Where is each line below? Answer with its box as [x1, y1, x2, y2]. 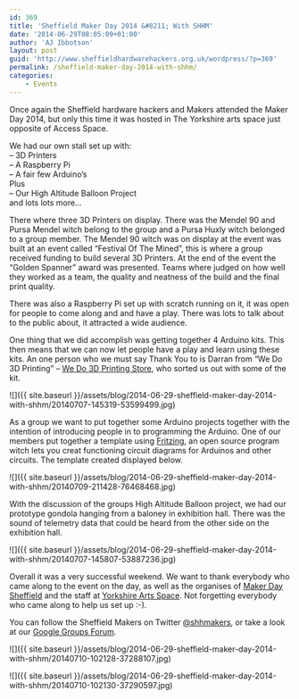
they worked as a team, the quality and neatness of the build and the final [9, 271, 279, 282]
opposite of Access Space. [9, 122, 109, 134]
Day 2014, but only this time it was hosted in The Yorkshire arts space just [9, 113, 281, 124]
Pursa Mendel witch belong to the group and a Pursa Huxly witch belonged [9, 224, 286, 235]
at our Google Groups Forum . [9, 626, 117, 637]
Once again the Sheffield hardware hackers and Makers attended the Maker [9, 104, 288, 114]
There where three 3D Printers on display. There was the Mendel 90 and [9, 214, 276, 225]
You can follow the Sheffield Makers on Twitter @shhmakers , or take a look [9, 617, 286, 628]
